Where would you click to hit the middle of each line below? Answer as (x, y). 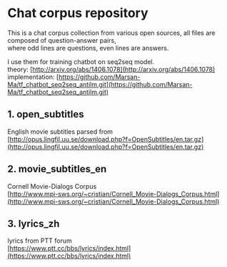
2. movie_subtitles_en (57, 169)
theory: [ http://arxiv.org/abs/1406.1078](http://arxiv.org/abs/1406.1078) (111, 69)
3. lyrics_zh (34, 223)
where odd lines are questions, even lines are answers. (88, 48)
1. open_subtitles (46, 114)
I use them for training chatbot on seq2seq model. (81, 61)
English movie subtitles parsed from (60, 131)
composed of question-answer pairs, (62, 40)
